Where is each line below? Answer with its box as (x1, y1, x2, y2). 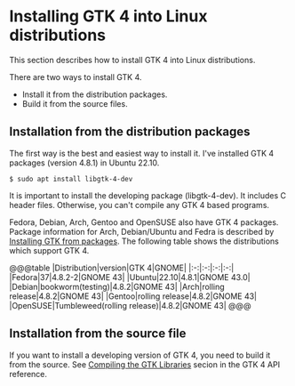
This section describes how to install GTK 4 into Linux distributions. (9, 54, 256, 65)
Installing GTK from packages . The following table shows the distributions (9, 236, 280, 246)
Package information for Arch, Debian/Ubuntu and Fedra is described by (9, 226, 275, 237)
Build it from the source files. (21, 98, 128, 109)
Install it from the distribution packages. (21, 89, 168, 100)
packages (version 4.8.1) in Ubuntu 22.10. (9, 157, 160, 168)
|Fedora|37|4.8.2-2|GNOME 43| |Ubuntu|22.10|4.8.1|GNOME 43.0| (9, 271, 251, 282)
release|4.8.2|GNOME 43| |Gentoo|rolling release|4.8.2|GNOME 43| (9, 291, 258, 302)
